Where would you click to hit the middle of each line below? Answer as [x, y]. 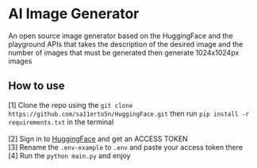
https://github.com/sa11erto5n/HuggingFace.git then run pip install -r [129, 113]
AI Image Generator [74, 14]
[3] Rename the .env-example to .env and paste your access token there [126, 147]
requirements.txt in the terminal [61, 122]
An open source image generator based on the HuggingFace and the [121, 36]
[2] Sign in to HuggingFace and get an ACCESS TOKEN [98, 139]
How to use [36, 86]
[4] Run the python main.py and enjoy [69, 155]
